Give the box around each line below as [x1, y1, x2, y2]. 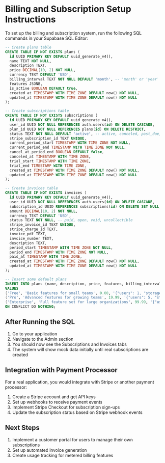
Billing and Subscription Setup [5, 3, 132, 15]
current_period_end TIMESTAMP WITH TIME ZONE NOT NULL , [9, 145, 126, 150]
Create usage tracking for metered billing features [12, 452, 113, 458]
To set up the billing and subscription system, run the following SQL [5, 30, 142, 36]
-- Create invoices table [5, 186, 58, 191]
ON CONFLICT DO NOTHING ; [5, 304, 56, 309]
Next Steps [5, 424, 40, 432]
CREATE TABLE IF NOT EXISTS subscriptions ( [5, 113, 98, 118]
